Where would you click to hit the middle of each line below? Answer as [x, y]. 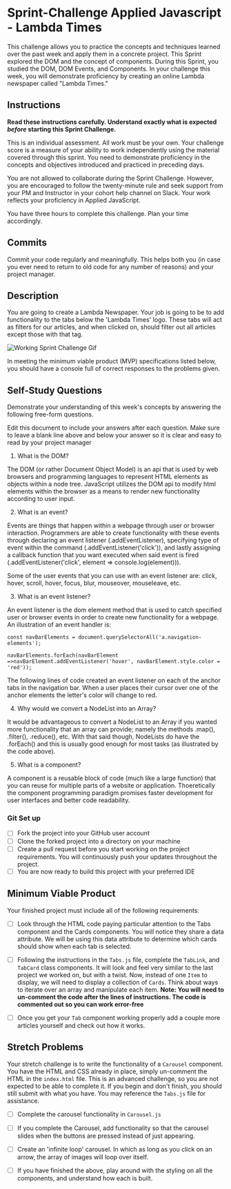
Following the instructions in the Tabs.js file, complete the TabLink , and [118, 959]
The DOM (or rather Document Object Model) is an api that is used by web [113, 469]
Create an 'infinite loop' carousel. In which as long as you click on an [114, 1149]
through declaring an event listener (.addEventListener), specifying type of [113, 541]
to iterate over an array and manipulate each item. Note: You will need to [120, 989]
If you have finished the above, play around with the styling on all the [115, 1170]
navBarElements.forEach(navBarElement [63, 655]
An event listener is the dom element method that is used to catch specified [114, 610]
